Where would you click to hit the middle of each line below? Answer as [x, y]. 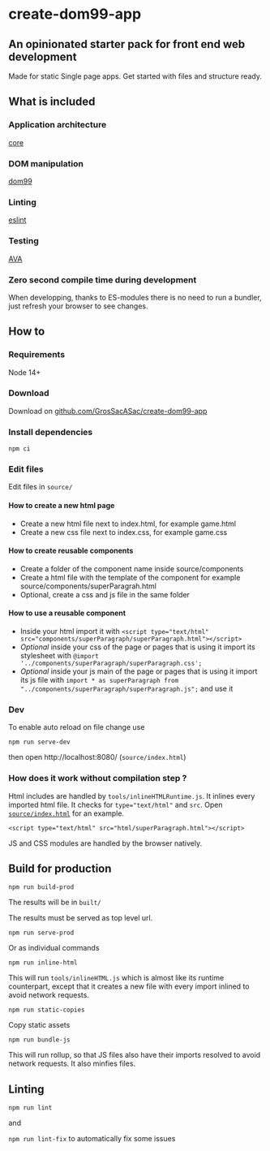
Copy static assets [39, 1025]
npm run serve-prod [41, 933]
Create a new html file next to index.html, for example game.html [128, 524]
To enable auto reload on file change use [77, 727]
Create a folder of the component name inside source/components [132, 568]
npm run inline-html [43, 963]
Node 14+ [25, 372]
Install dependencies [51, 432]
